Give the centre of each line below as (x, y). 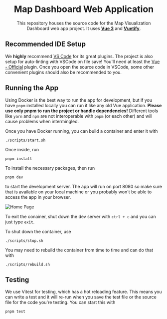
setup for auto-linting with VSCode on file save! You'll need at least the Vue (83, 62)
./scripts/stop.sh (24, 241)
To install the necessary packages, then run (50, 168)
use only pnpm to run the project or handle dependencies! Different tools (82, 111)
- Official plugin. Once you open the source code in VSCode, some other (80, 67)
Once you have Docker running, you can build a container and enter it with (82, 131)
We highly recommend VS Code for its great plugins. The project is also (79, 56)
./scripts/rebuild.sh (28, 264)
